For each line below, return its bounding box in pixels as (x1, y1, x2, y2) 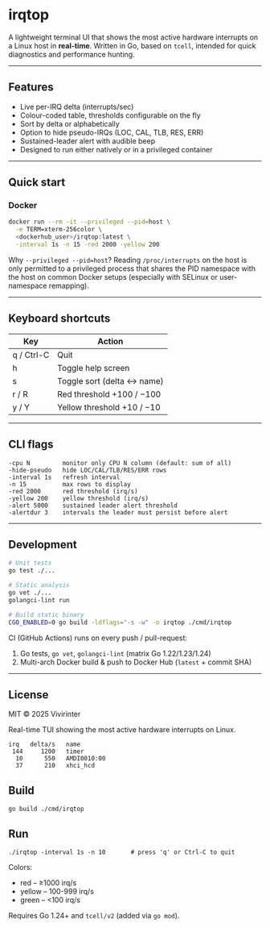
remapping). (48, 281, 90, 290)
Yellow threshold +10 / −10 (57, 402, 161, 413)
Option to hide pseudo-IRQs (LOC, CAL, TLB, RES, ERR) (19, 127, 204, 137)
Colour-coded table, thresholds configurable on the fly (19, 110, 201, 120)
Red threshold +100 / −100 (57, 389, 162, 400)
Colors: (8, 862, 33, 872)
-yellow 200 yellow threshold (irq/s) (8, 494, 149, 502)
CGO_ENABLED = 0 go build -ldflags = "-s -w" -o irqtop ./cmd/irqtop (8, 618, 231, 626)
